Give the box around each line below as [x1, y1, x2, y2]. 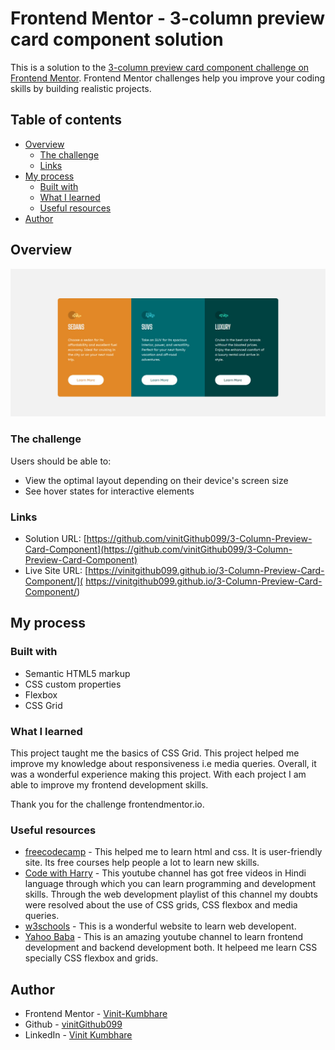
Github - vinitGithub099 [24, 1018, 123, 1030]
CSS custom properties [24, 678, 122, 690]
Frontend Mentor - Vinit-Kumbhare [24, 1007, 168, 1019]
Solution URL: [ [24, 532, 87, 544]
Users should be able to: [10, 455, 112, 467]
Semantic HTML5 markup [24, 667, 131, 679]
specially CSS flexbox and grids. [24, 952, 159, 964]
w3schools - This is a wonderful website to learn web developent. [24, 920, 297, 932]
